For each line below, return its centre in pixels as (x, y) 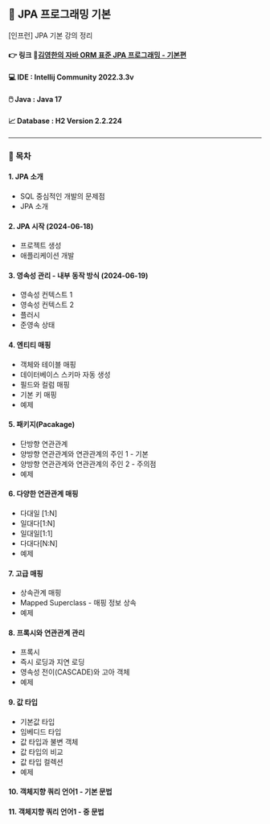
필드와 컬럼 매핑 (45, 384)
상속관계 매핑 (41, 592)
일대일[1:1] (37, 533)
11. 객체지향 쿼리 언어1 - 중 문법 (56, 811)
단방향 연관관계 (44, 444)
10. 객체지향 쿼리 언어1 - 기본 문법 (60, 792)
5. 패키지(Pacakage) (42, 424)
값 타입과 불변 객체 (49, 741)
